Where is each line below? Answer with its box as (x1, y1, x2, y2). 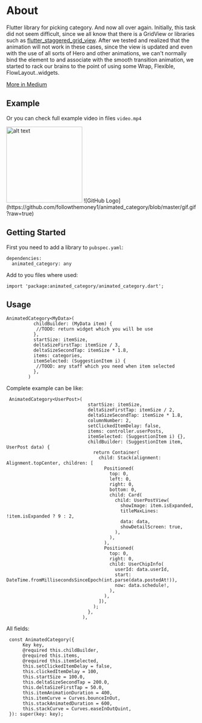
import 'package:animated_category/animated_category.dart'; (6, 283, 164, 289)
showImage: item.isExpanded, (120, 502, 194, 509)
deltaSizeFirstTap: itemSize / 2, (87, 407, 175, 413)
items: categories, (33, 353, 83, 359)
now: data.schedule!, (115, 583, 170, 589)
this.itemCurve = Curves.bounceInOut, (22, 695, 121, 702)
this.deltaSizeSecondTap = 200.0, (22, 679, 110, 685)
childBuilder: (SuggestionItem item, (87, 439, 183, 445)
